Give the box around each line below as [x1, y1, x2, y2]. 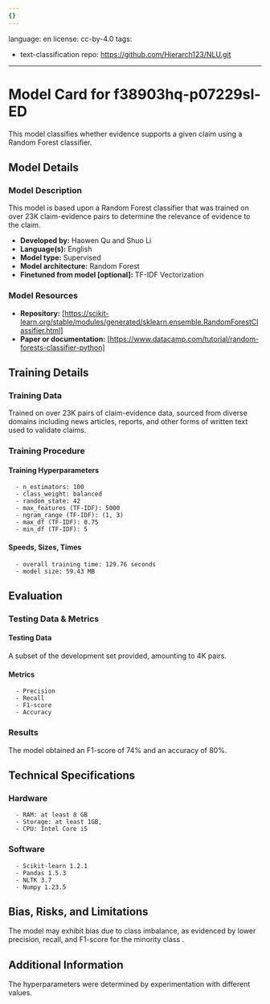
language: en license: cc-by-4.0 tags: [8, 34, 133, 43]
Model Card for [8, 85, 111, 103]
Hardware [8, 792, 48, 804]
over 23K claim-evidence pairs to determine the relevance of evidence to [8, 212, 251, 221]
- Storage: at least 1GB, [15, 818, 103, 826]
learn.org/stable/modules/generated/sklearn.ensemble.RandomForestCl [19, 317, 259, 327]
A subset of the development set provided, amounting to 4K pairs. [8, 651, 227, 660]
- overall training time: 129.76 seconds [15, 560, 157, 568]
